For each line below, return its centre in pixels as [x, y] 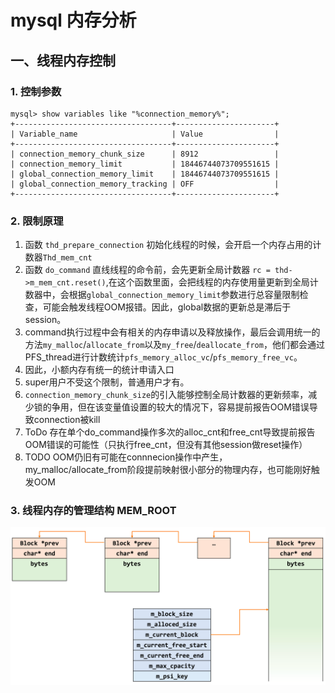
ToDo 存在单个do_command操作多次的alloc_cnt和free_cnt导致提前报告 [170, 432]
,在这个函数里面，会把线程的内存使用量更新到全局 [207, 282]
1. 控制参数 [36, 91]
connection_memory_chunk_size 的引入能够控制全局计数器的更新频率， [166, 395]
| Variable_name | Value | [145, 134]
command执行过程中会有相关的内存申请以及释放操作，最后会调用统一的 [172, 332]
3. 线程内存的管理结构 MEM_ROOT [93, 511]
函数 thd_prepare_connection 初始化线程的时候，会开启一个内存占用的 [168, 245]
